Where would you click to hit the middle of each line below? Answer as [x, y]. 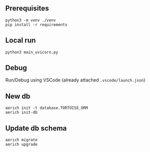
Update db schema [36, 128]
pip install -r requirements [36, 25]
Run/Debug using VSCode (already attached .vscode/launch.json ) [76, 80]
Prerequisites [27, 8]
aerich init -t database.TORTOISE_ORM [47, 108]
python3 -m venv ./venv [31, 20]
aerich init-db [22, 113]
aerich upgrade [22, 145]
